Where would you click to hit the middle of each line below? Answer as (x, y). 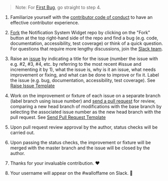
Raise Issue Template (32, 86)
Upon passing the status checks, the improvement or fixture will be (80, 143)
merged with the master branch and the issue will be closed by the (80, 148)
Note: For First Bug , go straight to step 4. (58, 7)
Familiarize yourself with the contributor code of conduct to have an (81, 17)
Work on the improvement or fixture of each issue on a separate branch (85, 96)
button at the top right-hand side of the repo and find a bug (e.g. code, (84, 38)
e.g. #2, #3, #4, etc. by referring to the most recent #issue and (76, 64)
